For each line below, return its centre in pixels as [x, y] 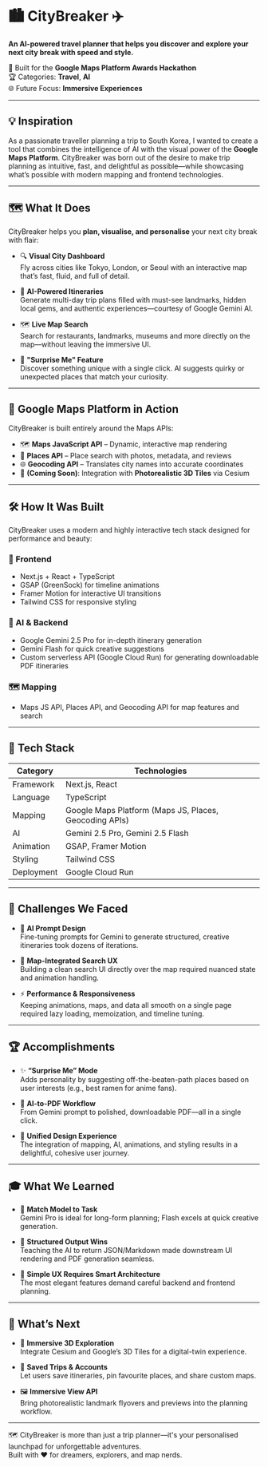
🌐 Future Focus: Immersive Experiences [75, 88]
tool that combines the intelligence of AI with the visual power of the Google [133, 149]
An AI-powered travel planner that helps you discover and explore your [128, 44]
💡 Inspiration [41, 121]
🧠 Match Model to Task [59, 1209]
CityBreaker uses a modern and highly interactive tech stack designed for [129, 530]
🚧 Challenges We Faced [68, 909]
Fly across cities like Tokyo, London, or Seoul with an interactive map [133, 267]
